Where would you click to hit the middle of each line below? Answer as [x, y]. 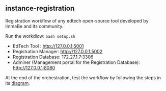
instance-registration [40, 8]
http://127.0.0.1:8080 [34, 67]
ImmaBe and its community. [34, 26]
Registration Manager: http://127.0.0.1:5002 [58, 51]
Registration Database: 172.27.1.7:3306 [53, 57]
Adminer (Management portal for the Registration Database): [76, 62]
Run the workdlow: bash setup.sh [40, 36]
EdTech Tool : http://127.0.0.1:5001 [48, 46]
